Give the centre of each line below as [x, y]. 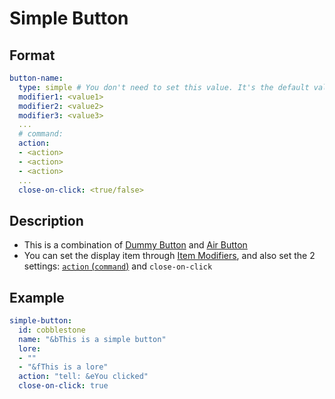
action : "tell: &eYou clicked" [83, 377]
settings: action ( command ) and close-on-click [118, 266]
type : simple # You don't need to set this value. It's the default [164, 87]
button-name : [36, 78]
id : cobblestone [52, 330]
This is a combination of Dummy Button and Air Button [135, 245]
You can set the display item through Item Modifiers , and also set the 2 [169, 256]
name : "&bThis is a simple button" [92, 339]
